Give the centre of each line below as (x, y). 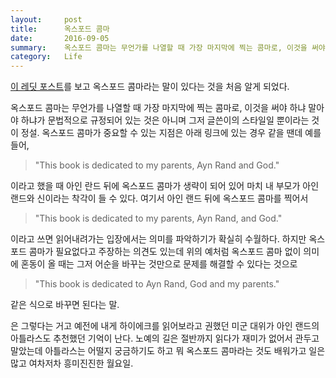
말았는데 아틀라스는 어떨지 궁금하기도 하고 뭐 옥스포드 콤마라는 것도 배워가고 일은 (168, 351)
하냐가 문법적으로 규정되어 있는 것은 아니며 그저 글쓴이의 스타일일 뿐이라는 (165, 120)
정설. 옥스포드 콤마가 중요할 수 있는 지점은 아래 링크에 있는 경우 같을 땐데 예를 (171, 133)
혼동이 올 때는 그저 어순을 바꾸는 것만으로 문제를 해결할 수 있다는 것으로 (159, 264)
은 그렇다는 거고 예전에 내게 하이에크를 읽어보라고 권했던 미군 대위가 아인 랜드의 (165, 326)
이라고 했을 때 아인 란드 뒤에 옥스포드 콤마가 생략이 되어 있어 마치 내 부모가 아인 (165, 186)
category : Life (46, 57)
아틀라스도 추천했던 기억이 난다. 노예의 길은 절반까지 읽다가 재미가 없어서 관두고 (165, 338)
